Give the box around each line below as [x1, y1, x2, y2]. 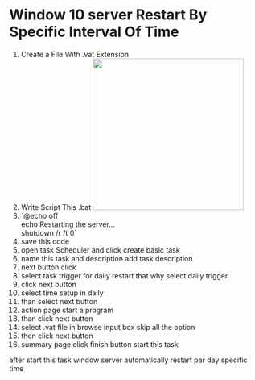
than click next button [20, 313, 93, 324]
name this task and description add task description [20, 253, 193, 263]
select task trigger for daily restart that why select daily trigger [20, 270, 228, 280]
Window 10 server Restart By [9, 6, 208, 24]
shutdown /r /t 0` [20, 228, 77, 237]
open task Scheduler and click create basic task [20, 244, 180, 255]
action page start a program [20, 305, 114, 315]
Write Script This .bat [20, 202, 92, 211]
